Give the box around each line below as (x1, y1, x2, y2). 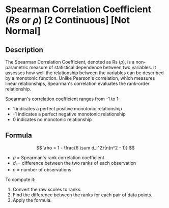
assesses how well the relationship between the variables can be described (5, 70, 164, 76)
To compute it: (5, 176, 36, 183)
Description (5, 45, 43, 54)
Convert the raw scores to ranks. (12, 186, 82, 192)
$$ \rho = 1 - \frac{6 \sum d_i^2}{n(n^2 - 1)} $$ (36, 144, 135, 151)
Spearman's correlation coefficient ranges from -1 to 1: (5, 96, 120, 102)
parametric (5, 65, 29, 70)
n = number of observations (12, 166, 72, 172)
